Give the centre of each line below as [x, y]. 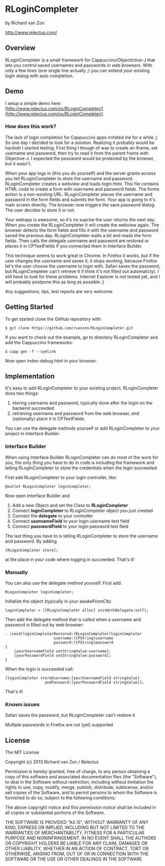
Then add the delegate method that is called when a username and [73, 619]
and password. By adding [31, 541]
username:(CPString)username [83, 638]
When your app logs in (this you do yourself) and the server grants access [81, 173]
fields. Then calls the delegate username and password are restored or [77, 241]
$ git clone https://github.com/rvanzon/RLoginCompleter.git [69, 328]
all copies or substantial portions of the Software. [55, 813]
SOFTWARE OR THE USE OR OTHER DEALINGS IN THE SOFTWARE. [74, 859]
